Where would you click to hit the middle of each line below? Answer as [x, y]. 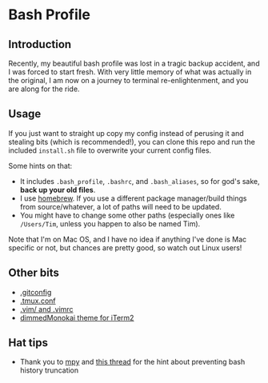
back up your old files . [58, 190]
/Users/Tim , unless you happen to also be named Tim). [110, 223]
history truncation [49, 370]
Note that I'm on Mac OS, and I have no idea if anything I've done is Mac [127, 239]
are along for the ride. [44, 89]
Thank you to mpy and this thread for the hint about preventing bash [132, 362]
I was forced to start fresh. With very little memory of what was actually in [130, 72]
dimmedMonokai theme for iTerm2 [77, 317]
